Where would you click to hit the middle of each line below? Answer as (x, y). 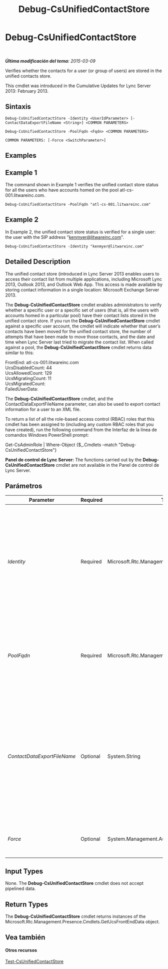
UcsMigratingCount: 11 (28, 378)
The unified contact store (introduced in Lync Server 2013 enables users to (82, 273)
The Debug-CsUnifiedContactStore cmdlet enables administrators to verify (83, 304)
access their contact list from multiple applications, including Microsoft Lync (84, 279)
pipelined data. (20, 889)
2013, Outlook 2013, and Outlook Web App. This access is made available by (84, 284)
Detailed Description (38, 262)
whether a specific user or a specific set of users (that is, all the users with (82, 310)
